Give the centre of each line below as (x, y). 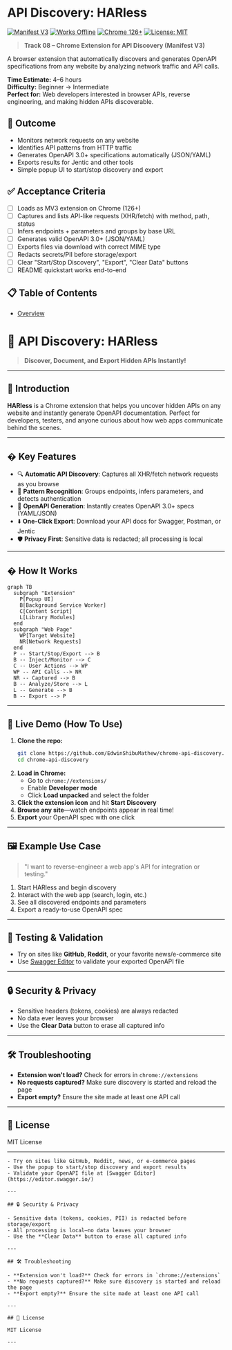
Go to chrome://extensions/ (67, 780)
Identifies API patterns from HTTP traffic (75, 148)
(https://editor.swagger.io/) (51, 1179)
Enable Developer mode (62, 788)
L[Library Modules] (48, 618)
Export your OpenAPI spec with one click (76, 817)
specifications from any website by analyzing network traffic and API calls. (113, 66)
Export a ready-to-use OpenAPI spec (70, 909)
